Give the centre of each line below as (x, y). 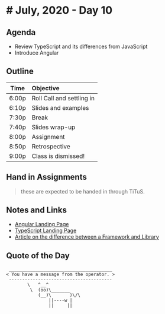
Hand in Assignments (46, 177)
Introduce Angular (37, 53)
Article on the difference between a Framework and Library (87, 237)
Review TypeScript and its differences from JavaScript (81, 46)
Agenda (21, 32)
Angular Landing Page (42, 224)
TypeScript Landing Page (46, 231)
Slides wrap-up (54, 127)
